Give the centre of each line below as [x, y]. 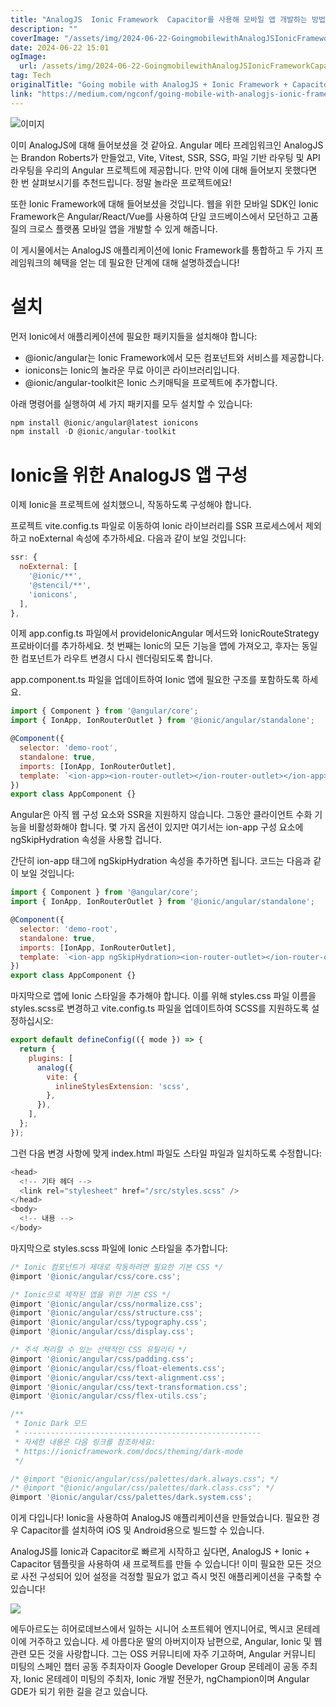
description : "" [44, 29]
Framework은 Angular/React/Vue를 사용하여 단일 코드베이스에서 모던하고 [155, 216]
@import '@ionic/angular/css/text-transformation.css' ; [129, 1387]
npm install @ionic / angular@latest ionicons [104, 422]
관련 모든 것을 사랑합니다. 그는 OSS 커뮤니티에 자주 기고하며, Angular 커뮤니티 [163, 1654]
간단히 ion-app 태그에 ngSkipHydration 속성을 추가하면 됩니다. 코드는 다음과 [161, 861]
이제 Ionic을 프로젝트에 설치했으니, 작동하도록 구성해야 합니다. [131, 505]
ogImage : [28, 57]
